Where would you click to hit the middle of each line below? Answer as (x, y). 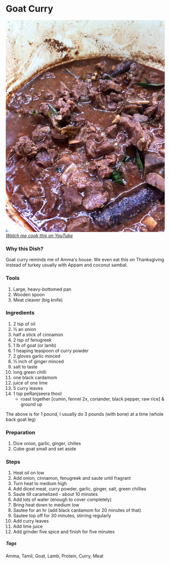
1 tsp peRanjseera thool (37, 393)
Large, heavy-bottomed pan (42, 289)
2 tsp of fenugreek (32, 340)
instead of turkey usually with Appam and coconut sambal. (67, 265)
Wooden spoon (29, 294)
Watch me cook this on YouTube (39, 236)
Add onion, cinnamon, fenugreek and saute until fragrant (72, 478)
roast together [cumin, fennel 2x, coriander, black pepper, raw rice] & (92, 399)
